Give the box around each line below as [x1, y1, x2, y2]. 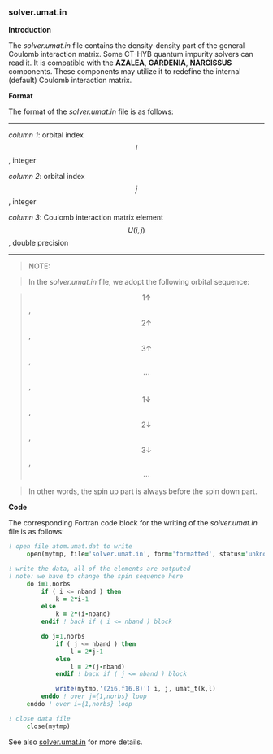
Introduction [8, 25, 51, 35]
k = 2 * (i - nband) [55, 610, 111, 618]
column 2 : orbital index [8, 172, 85, 181]
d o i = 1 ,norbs [26, 580, 71, 588]
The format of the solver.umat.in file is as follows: [8, 107, 174, 116]
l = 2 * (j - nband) [70, 662, 126, 671]
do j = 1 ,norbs [41, 633, 85, 641]
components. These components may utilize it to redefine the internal [8, 67, 241, 76]
